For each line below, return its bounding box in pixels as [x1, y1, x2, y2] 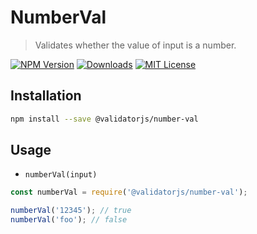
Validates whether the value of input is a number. [34, 39, 237, 51]
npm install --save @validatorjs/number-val [10, 114, 199, 124]
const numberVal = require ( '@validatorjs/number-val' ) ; [10, 187, 248, 198]
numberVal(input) [24, 170, 98, 180]
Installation [10, 87, 82, 105]
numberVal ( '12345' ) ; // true [10, 206, 132, 216]
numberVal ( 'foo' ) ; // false [10, 215, 128, 225]
